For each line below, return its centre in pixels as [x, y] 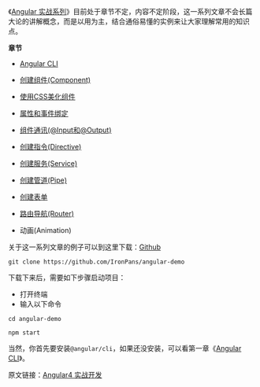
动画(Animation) [46, 230]
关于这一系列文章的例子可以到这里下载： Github [85, 247]
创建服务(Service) [48, 163]
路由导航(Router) [47, 214]
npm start [24, 333]
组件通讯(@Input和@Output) [65, 130]
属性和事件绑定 [44, 113]
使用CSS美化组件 [47, 96]
